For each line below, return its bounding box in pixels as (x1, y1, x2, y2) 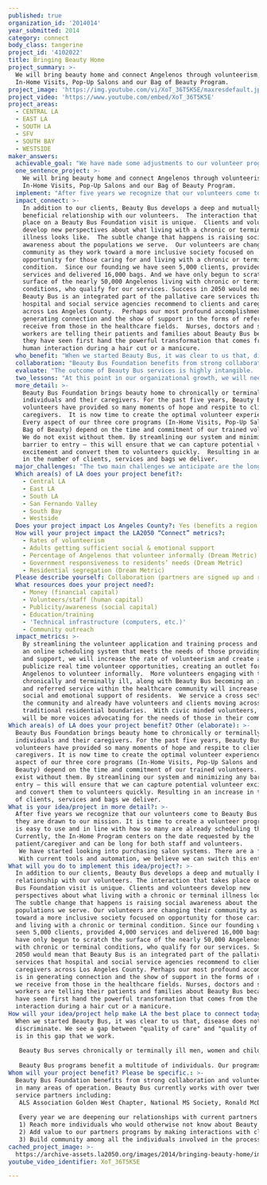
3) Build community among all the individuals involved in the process (18, 1135, 261, 1144)
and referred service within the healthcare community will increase (22, 685, 258, 693)
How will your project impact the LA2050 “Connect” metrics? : (15, 530, 226, 538)
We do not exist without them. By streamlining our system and (22, 433, 237, 441)
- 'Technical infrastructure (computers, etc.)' (22, 618, 187, 626)
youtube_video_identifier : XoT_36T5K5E (8, 1158, 141, 1166)
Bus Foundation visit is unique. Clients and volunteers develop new (15, 884, 250, 892)
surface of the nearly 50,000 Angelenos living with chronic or (22, 278, 240, 286)
